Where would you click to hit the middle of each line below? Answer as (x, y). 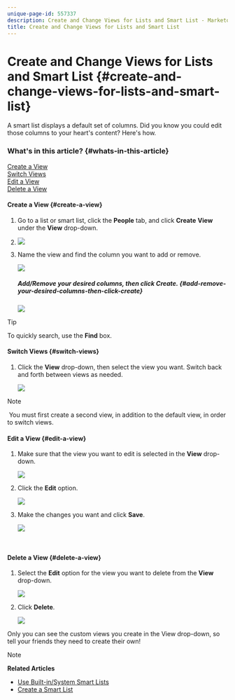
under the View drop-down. (57, 228)
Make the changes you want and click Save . (81, 515)
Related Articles (31, 668)
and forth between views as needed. (70, 374)
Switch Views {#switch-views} (53, 352)
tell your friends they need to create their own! (74, 641)
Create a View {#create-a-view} (55, 205)
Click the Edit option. (48, 488)
